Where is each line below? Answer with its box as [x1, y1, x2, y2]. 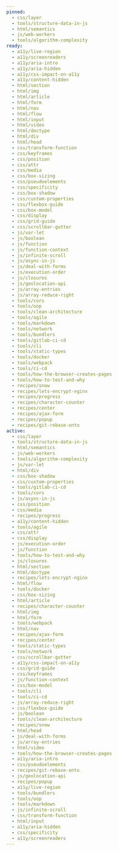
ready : [6, 43, 23, 49]
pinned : [6, 9, 26, 15]
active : [6, 427, 26, 434]
